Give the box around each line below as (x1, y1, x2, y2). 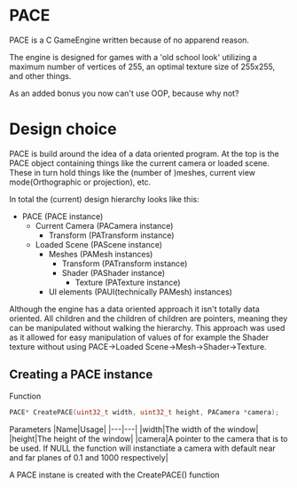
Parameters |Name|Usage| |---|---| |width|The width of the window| (9, 423, 259, 435)
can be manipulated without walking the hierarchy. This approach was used (9, 322, 285, 333)
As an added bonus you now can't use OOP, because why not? (9, 88, 239, 98)
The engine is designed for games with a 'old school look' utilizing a (9, 51, 257, 62)
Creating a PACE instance (9, 367, 153, 382)
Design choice (9, 119, 117, 139)
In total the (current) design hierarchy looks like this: (9, 193, 199, 204)
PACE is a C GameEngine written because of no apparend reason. (9, 35, 250, 45)
